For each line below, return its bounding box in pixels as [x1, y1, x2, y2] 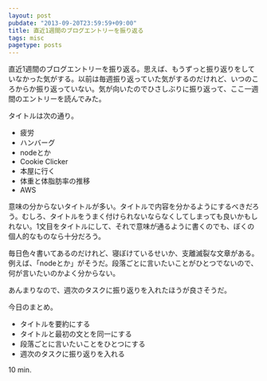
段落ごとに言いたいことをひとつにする [19, 340, 146, 349]
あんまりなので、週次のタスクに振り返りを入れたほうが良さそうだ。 [8, 285, 232, 295]
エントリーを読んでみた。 [22, 94, 106, 104]
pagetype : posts [8, 41, 62, 49]
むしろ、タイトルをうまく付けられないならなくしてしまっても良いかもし [22, 212, 258, 222]
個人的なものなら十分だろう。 [8, 232, 106, 242]
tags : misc [8, 33, 45, 42]
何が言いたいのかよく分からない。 [8, 269, 120, 278]
